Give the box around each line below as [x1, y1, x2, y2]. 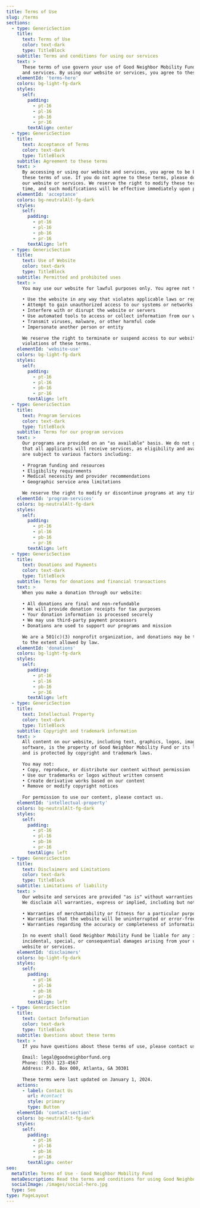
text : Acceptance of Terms [21, 141, 89, 148]
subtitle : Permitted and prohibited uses [17, 274, 121, 280]
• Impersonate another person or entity [21, 324, 124, 330]
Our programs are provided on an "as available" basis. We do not [21, 440, 190, 446]
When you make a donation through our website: [21, 590, 143, 596]
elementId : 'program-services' [17, 495, 95, 502]
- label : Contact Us [21, 1087, 73, 1094]
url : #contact [27, 1093, 62, 1099]
